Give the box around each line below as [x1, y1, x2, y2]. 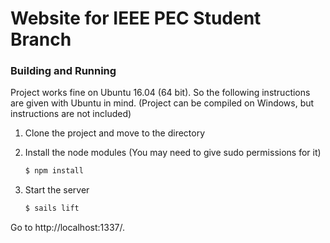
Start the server [24, 184, 90, 196]
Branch [10, 28, 72, 51]
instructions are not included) [10, 108, 132, 120]
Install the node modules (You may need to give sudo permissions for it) [24, 147, 322, 159]
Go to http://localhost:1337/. [10, 222, 125, 234]
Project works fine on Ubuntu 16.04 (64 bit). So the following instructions [10, 87, 311, 99]
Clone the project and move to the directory [24, 127, 206, 139]
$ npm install [24, 166, 84, 176]
